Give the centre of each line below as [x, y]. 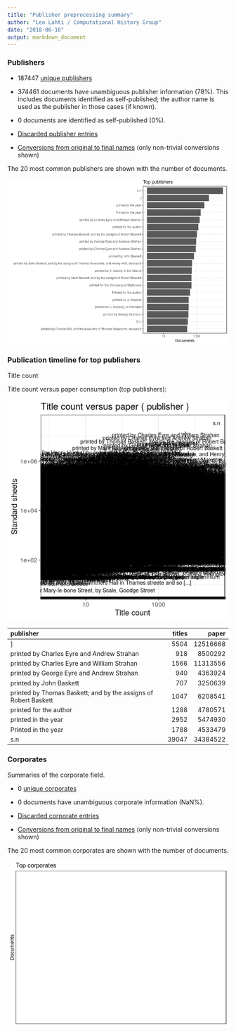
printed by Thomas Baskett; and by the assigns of [81, 692]
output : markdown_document [47, 37]
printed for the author [41, 710]
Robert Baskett [32, 700]
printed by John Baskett [45, 683]
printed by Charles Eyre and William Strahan [74, 664]
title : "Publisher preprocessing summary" [70, 15]
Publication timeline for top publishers [74, 360]
